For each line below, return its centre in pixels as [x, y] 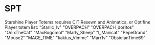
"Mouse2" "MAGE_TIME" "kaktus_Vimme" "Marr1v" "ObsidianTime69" [75, 38]
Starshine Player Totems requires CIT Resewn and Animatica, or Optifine [77, 22]
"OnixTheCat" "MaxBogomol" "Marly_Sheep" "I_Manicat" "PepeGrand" [76, 32]
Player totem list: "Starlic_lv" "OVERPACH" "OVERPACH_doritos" [69, 27]
